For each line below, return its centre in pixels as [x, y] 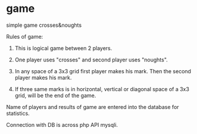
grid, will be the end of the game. [55, 95]
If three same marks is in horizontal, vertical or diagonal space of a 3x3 [102, 89]
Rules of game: [25, 36]
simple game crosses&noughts [44, 25]
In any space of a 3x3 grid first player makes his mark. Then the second [103, 71]
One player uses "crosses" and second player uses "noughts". [91, 60]
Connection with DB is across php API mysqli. [62, 124]
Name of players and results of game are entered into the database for [93, 107]
